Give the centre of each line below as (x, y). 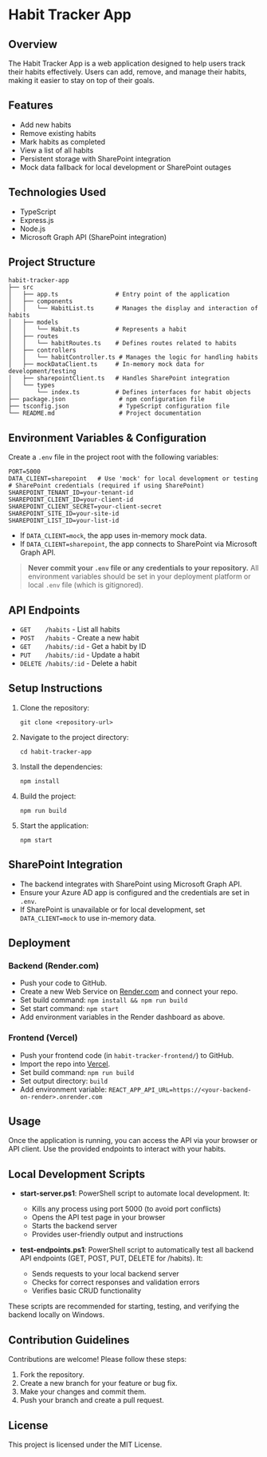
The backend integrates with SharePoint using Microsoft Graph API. (131, 884)
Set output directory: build (64, 1081)
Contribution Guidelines (69, 1340)
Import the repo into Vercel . (65, 1064)
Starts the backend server (75, 1226)
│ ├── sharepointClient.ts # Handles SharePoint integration (119, 378)
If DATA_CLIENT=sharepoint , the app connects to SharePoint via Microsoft (138, 544)
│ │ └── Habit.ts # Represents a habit (98, 329)
